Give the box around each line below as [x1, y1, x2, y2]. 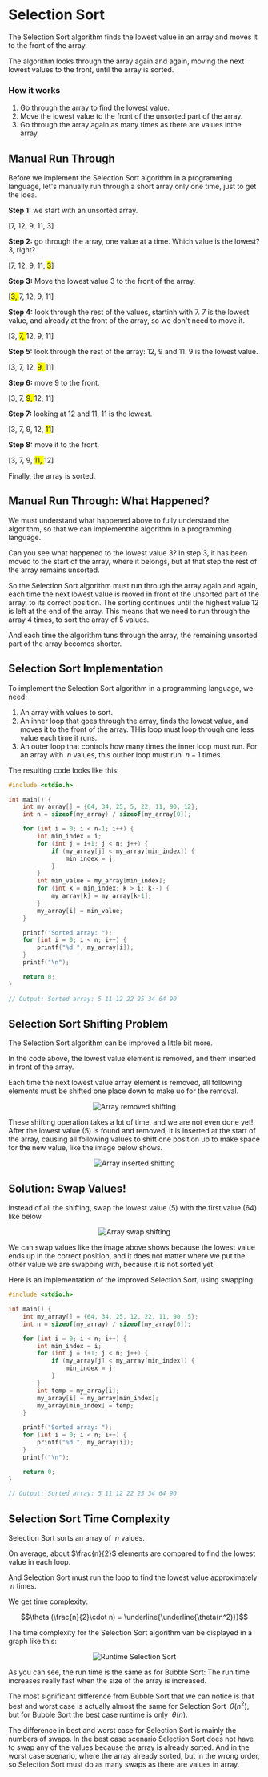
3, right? [8, 245, 36, 255]
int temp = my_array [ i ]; [37, 1387, 120, 1395]
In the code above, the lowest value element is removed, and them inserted [8, 1054, 256, 1064]
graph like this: [8, 1637, 58, 1646]
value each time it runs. [19, 733, 98, 742]
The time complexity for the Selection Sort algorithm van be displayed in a [8, 1628, 253, 1638]
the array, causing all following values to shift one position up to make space [8, 1134, 260, 1144]
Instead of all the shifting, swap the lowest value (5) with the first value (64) [8, 1203, 258, 1213]
